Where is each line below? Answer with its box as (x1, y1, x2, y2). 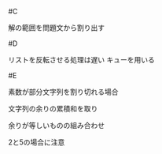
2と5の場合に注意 (8, 137, 65, 147)
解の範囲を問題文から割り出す (8, 23, 105, 32)
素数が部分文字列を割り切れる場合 (8, 87, 119, 96)
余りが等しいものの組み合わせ (8, 121, 105, 130)
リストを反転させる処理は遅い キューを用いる (8, 55, 155, 64)
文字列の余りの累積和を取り (8, 104, 98, 113)
